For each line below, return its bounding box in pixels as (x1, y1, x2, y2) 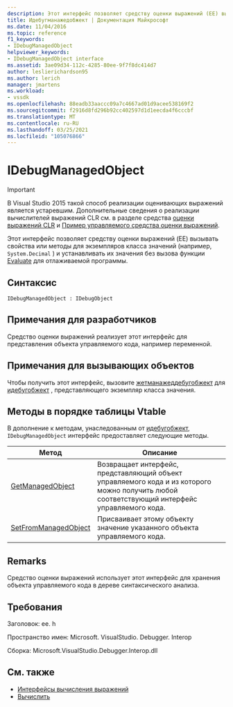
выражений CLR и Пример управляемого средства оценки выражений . (7, 221, 220, 230)
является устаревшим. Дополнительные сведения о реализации (7, 206, 200, 215)
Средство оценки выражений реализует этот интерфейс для (7, 332, 187, 341)
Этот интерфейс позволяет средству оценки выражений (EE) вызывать (7, 235, 218, 243)
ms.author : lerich (7, 74, 60, 82)
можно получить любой (96, 486, 178, 495)
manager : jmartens (7, 81, 60, 88)
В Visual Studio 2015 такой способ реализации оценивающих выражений (7, 199, 223, 207)
